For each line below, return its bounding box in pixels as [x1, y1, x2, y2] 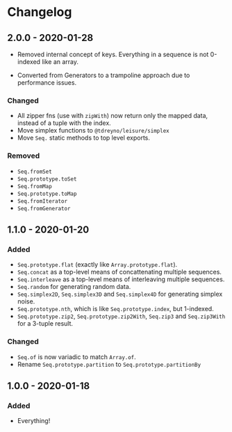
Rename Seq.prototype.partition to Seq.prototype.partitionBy [17, 360, 201, 368]
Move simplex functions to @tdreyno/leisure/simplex [17, 126, 169, 135]
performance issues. [17, 78, 77, 87]
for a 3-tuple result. [17, 319, 74, 328]
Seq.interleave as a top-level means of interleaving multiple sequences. [17, 275, 225, 283]
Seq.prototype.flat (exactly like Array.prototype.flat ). [17, 260, 178, 269]
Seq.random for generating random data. [17, 283, 131, 291]
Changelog [7, 4, 72, 20]
